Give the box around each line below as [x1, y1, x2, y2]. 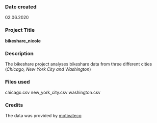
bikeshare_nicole [5, 38, 41, 43]
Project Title [5, 27, 35, 34]
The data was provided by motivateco [5, 113, 82, 119]
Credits [5, 102, 23, 108]
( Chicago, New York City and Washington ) [5, 66, 91, 72]
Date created [5, 3, 37, 10]
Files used [5, 78, 30, 85]
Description [5, 50, 34, 57]
